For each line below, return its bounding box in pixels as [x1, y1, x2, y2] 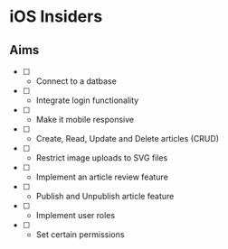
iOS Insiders [9, 6, 103, 27]
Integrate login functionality [35, 95, 139, 106]
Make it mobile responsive [35, 115, 134, 124]
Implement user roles [35, 210, 116, 220]
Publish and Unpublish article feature [35, 191, 175, 201]
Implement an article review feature [35, 171, 169, 182]
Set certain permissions [35, 229, 125, 240]
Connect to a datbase [35, 76, 118, 87]
